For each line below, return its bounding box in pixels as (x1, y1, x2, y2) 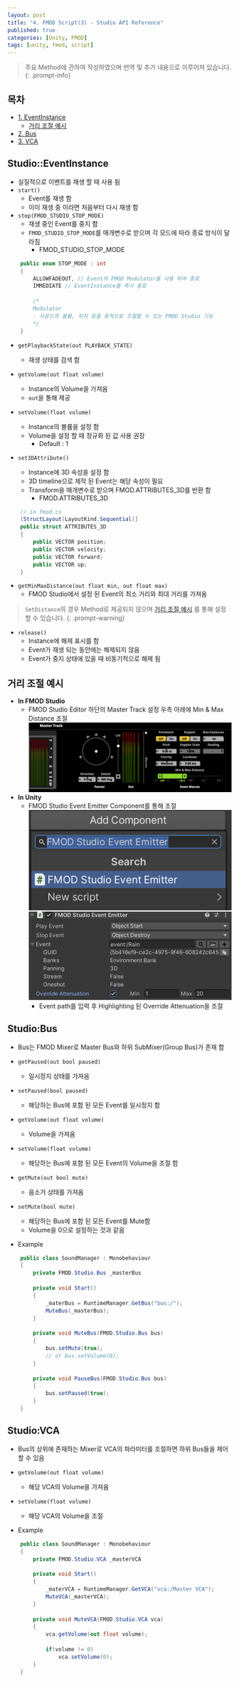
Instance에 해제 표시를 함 (28, 637, 100, 645)
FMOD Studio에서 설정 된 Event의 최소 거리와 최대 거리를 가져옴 (28, 589, 208, 599)
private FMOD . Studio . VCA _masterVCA (33, 1556, 142, 1563)
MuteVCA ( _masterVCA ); (45, 1593, 110, 1600)
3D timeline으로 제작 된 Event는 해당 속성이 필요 (28, 477, 164, 485)
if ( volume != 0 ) (45, 1646, 94, 1653)
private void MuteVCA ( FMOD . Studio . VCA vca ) (33, 1616, 164, 1623)
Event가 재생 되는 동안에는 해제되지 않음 (28, 646, 140, 654)
